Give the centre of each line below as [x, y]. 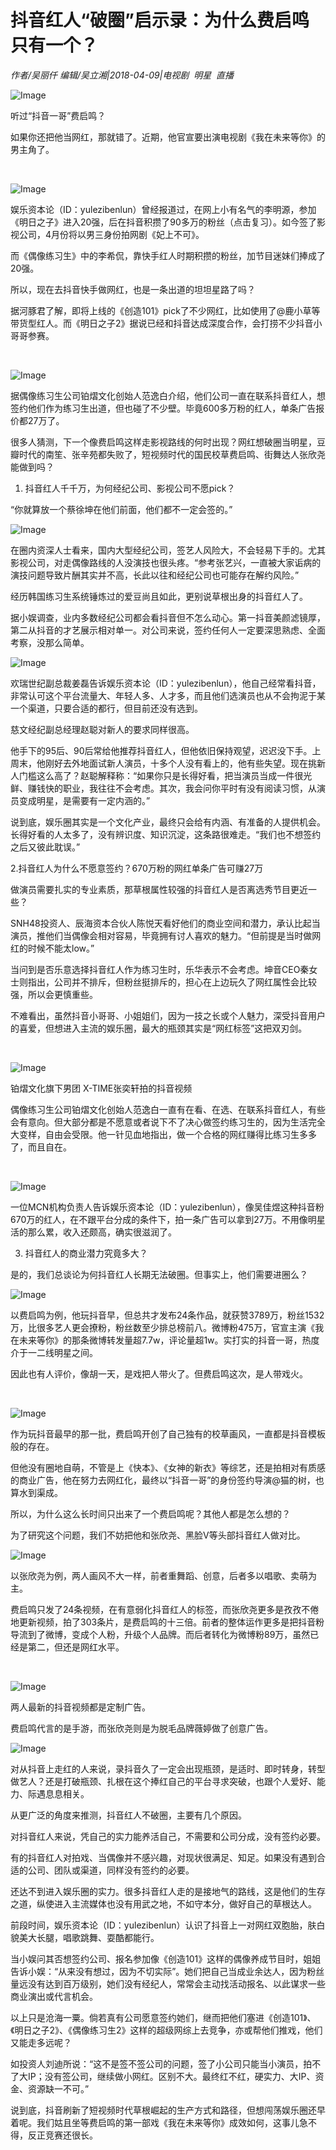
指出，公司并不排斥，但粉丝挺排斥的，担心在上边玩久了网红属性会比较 [172, 982]
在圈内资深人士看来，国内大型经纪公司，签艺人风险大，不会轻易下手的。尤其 [168, 550]
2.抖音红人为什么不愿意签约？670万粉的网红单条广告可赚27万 [137, 868]
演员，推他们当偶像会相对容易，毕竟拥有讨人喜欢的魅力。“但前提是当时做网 [166, 935]
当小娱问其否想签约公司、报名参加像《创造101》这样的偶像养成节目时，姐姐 [166, 1958]
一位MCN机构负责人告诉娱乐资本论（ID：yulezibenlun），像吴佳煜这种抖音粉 [167, 1207]
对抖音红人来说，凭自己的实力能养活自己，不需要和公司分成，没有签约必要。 [168, 1836]
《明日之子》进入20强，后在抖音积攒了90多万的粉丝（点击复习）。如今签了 [163, 222]
